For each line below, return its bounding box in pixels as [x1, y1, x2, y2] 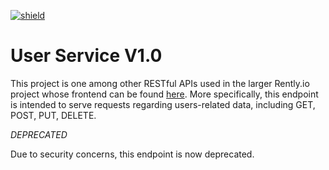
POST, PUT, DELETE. [10, 109, 97, 121]
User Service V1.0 [10, 45, 163, 67]
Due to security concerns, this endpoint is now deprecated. [10, 148, 255, 160]
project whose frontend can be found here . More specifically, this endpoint [10, 88, 319, 100]
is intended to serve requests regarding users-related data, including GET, [10, 98, 316, 110]
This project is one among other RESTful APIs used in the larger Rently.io [10, 77, 310, 89]
